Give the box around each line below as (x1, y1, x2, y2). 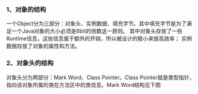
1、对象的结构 (6, 5, 46, 13)
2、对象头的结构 (6, 59, 54, 67)
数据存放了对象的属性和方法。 (6, 43, 80, 50)
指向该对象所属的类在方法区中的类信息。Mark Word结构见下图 (6, 81, 161, 88)
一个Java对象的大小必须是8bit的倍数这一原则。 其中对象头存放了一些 (11, 28, 183, 35)
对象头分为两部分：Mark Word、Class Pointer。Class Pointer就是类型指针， (6, 74, 195, 81)
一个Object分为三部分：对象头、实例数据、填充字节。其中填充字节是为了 (6, 20, 187, 28)
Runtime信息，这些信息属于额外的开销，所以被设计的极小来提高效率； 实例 (6, 35, 192, 43)
